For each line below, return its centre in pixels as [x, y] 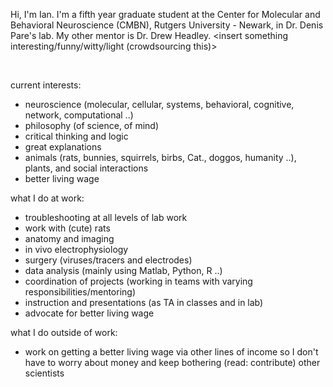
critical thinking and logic [76, 136]
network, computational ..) [79, 115]
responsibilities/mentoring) [80, 292]
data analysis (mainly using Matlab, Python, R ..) [123, 270]
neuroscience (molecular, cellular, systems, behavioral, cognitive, [159, 104]
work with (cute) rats [67, 228]
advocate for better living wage [89, 313]
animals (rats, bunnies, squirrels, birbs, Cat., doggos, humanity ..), [160, 157]
